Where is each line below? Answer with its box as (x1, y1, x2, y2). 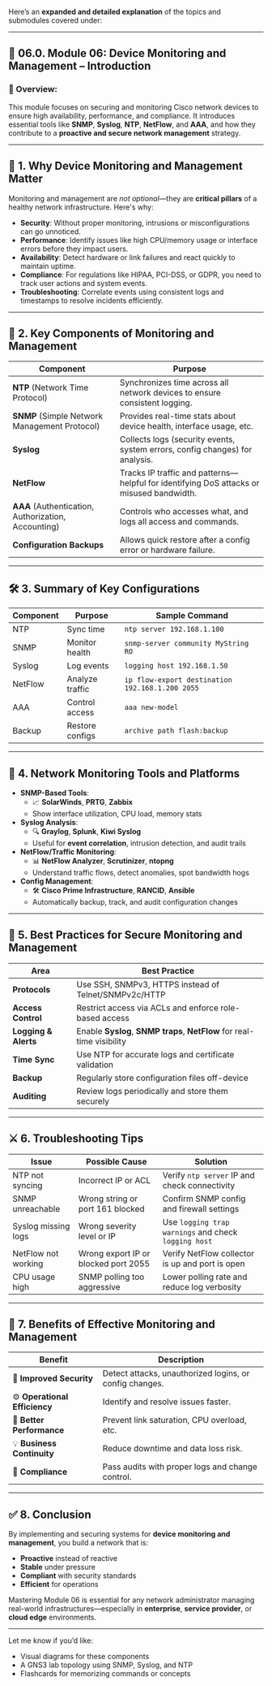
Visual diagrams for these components (19, 1652, 150, 1662)
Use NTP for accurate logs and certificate (76, 1048, 235, 1060)
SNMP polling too (78, 1271, 145, 1282)
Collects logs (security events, (120, 434, 236, 445)
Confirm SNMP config (162, 1193, 246, 1204)
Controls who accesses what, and (120, 506, 249, 517)
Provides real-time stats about (120, 410, 236, 421)
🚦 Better (12, 1415, 45, 1426)
